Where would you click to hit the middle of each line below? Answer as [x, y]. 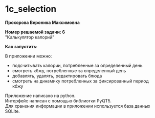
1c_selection [31, 9]
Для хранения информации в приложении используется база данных [78, 106]
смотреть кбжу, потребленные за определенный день [69, 70]
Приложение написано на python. [40, 96]
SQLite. [12, 111]
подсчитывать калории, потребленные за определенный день [77, 65]
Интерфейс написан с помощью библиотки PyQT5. [58, 100]
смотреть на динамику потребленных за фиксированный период [80, 81]
